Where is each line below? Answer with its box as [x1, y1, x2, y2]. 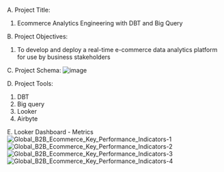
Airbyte [16, 114, 38, 123]
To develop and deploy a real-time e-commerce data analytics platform [16, 46, 218, 53]
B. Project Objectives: [7, 32, 68, 40]
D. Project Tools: [7, 79, 53, 88]
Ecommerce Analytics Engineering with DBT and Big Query [16, 19, 183, 27]
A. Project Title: [7, 6, 51, 14]
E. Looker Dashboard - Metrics [7, 128, 94, 136]
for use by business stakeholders [16, 53, 111, 61]
